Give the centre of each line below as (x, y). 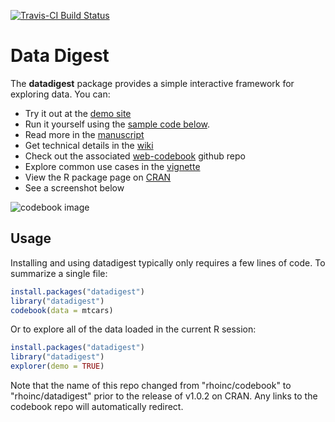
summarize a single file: (59, 273)
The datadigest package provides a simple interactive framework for (152, 83)
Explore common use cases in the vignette (112, 166)
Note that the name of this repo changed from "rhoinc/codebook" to (151, 385)
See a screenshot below (74, 187)
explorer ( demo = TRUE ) (57, 366)
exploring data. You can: (60, 94)
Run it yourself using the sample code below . (117, 124)
